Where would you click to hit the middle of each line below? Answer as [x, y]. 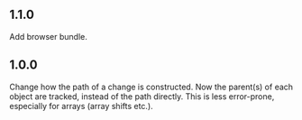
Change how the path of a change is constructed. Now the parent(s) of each [151, 87]
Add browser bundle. [48, 36]
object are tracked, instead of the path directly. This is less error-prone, [142, 96]
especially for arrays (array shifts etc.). [81, 106]
